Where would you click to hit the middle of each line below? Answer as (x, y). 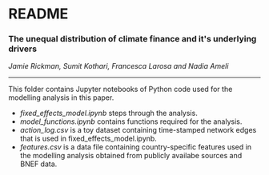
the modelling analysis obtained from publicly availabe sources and (131, 156)
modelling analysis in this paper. (61, 97)
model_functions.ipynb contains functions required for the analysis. (131, 121)
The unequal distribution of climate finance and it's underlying (132, 39)
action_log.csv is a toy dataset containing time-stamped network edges (138, 130)
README (38, 14)
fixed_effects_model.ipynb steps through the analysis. (108, 113)
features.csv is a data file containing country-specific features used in (136, 147)
